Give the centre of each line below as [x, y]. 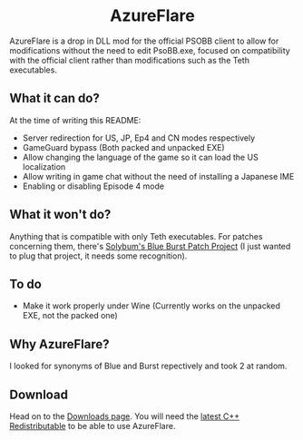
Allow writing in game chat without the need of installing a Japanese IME [158, 176]
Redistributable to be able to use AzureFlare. [93, 426]
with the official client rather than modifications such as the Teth [129, 60]
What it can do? [54, 98]
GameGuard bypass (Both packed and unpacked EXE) [123, 147]
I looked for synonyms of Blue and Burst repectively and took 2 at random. [148, 366]
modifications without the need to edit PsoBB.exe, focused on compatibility [150, 50]
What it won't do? [60, 215]
